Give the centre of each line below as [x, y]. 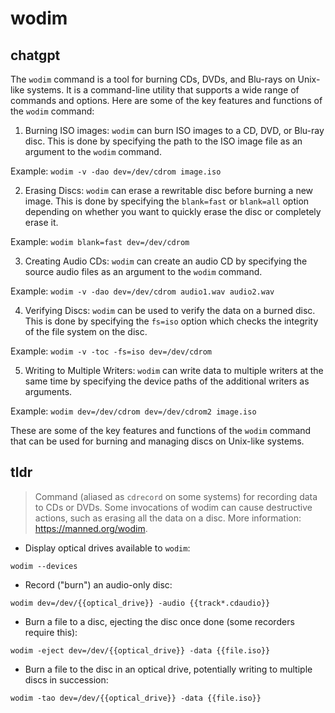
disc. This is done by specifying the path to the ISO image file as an [163, 141]
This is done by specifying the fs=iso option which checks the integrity [171, 321]
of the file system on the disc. [86, 331]
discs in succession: [66, 679]
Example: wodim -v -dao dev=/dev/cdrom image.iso [116, 171]
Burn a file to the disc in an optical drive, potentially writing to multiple [168, 669]
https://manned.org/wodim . [91, 528]
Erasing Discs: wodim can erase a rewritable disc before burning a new [169, 190]
